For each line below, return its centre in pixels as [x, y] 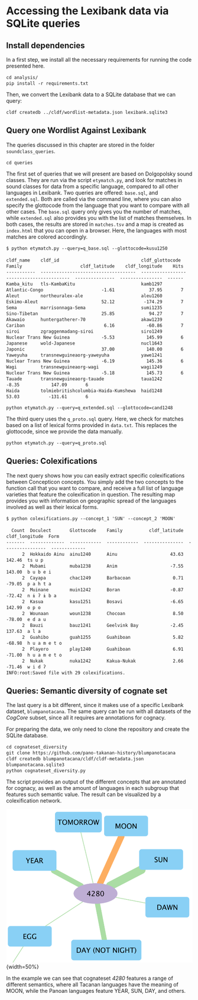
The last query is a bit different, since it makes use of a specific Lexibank [95, 705]
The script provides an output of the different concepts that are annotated [96, 782]
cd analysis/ [22, 78]
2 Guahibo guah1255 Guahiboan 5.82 [103, 637]
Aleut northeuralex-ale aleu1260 [84, 296]
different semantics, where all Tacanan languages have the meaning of [92, 985]
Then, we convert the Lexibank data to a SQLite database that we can [91, 94]
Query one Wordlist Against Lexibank [76, 131]
